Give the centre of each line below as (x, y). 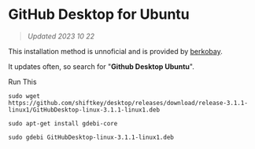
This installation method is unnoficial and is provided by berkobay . (115, 51)
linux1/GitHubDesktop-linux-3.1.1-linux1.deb (84, 110)
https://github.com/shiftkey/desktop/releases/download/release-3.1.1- (128, 103)
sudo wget (24, 96)
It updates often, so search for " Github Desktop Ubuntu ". (101, 66)
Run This (22, 82)
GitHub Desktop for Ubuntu (99, 15)
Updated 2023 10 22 (61, 36)
